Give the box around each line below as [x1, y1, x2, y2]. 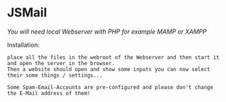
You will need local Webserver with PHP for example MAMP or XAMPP [7, 27, 207, 36]
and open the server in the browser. [7, 60, 115, 66]
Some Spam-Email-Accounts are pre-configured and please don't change [7, 84, 214, 90]
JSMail [7, 5, 47, 21]
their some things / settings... [7, 72, 103, 79]
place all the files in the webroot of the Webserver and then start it [7, 53, 220, 61]
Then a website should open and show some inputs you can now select [7, 66, 211, 73]
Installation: [7, 40, 40, 49]
